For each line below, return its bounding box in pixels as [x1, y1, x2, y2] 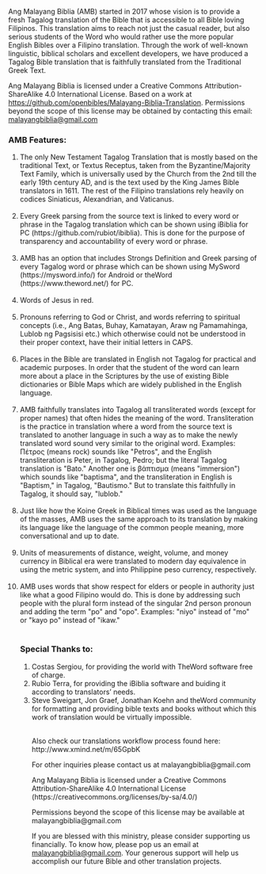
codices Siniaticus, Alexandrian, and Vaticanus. [19, 194, 174, 204]
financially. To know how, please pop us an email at [31, 839, 199, 849]
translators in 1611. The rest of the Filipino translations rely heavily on [19, 186, 244, 196]
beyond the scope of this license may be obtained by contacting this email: [8, 106, 253, 116]
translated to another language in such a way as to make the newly [19, 430, 238, 440]
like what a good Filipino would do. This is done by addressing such [19, 590, 241, 600]
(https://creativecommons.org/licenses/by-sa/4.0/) [31, 792, 198, 801]
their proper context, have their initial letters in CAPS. [19, 338, 193, 347]
